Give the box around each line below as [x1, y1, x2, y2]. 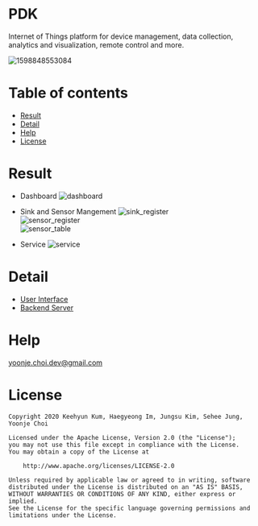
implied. [8, 497, 38, 505]
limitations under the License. [8, 511, 117, 520]
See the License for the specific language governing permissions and [8, 504, 251, 512]
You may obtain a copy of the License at [8, 448, 150, 456]
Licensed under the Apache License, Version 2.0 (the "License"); [8, 433, 236, 441]
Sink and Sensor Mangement [19, 206, 117, 216]
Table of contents [8, 84, 129, 102]
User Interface [19, 294, 69, 304]
